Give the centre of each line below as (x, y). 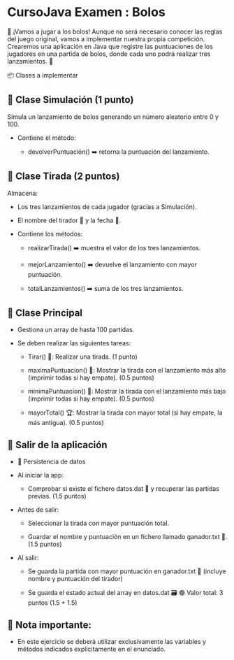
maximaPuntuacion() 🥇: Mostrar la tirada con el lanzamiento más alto (127, 371)
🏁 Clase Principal (45, 313)
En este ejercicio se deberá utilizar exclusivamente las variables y (111, 641)
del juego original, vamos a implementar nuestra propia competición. (106, 38)
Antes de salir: (38, 510)
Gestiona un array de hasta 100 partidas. (76, 330)
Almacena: (23, 193)
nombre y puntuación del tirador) (75, 579)
